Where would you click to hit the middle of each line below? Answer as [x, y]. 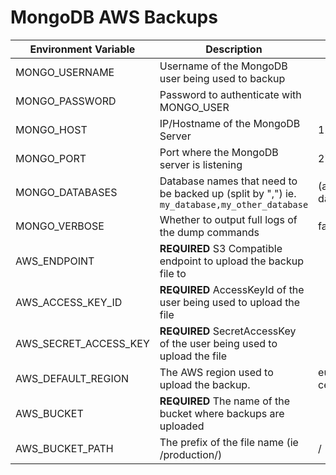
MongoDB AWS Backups [114, 17]
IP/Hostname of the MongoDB [230, 123]
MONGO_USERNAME [65, 72]
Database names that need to [228, 181]
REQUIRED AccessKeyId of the [232, 289]
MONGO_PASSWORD [66, 101]
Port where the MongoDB [219, 152]
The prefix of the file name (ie [229, 442]
